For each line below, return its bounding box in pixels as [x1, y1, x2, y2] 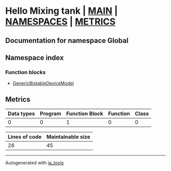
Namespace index [5, 53, 64, 62]
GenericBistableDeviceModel [12, 80, 74, 87]
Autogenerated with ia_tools [5, 160, 64, 166]
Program [40, 110, 62, 117]
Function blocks [5, 69, 46, 76]
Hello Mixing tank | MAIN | [5, 5, 118, 17]
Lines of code [8, 133, 42, 140]
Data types [8, 110, 35, 117]
